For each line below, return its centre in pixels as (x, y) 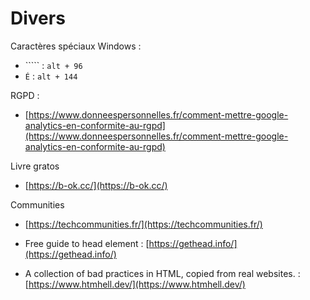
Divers (38, 18)
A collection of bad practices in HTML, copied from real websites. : (162, 273)
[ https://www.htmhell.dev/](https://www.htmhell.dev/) (135, 284)
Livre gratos (35, 166)
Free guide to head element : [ (87, 243)
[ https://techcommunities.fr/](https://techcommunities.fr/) (143, 224)
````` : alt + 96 (53, 65)
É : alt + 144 (51, 76)
